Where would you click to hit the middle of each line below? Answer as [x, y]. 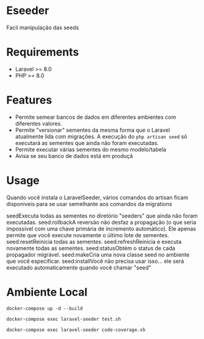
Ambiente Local [47, 292]
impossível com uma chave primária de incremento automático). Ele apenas [101, 229]
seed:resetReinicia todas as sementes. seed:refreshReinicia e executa [94, 241]
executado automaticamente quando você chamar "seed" [79, 267]
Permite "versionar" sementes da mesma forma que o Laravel [93, 130]
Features [29, 100]
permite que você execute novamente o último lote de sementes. [88, 235]
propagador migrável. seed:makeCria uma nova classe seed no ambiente [98, 254]
